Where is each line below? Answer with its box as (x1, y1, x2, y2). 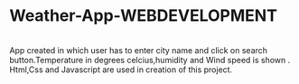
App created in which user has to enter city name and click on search (9, 44, 268, 55)
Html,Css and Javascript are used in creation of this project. (9, 64, 233, 75)
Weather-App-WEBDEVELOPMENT (9, 5, 278, 26)
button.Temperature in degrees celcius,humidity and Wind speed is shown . (9, 54, 291, 65)
